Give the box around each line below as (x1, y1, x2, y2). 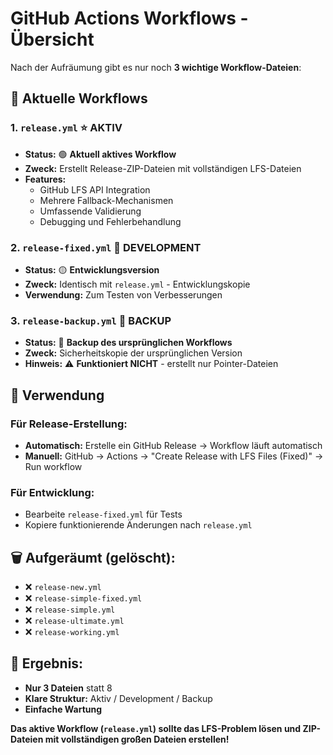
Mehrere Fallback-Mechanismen (39, 194, 174, 206)
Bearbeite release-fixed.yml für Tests (24, 508, 183, 521)
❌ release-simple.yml (24, 603, 116, 616)
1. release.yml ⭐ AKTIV (10, 121, 123, 135)
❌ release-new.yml (24, 581, 102, 593)
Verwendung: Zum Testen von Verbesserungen (24, 288, 223, 301)
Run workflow (24, 460, 83, 472)
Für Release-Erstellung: (10, 417, 128, 431)
